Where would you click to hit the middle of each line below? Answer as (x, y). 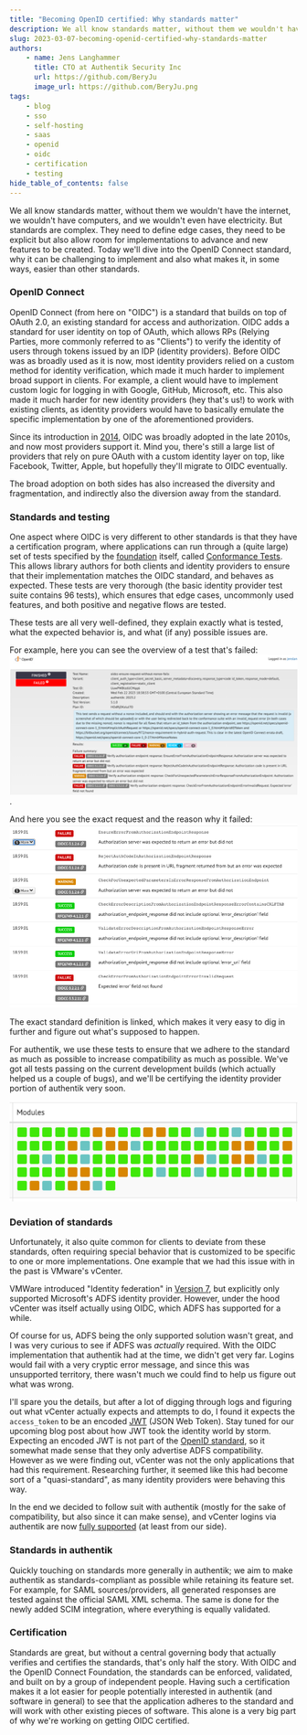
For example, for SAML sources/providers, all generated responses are (143, 1590)
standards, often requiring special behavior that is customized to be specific (153, 1251)
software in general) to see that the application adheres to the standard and (152, 1701)
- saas (38, 135)
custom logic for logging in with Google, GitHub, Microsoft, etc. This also (146, 389)
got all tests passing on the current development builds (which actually (143, 1069)
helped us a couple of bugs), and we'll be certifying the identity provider (145, 1079)
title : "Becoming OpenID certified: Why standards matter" (124, 19)
